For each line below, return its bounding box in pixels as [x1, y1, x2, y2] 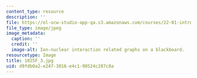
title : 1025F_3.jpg [6, 57, 54, 63]
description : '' [6, 14, 46, 20]
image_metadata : [6, 30, 46, 36]
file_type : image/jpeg [6, 25, 62, 31]
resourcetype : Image [6, 52, 57, 58]
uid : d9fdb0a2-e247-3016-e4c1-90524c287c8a [6, 63, 114, 69]
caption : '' [11, 36, 41, 42]
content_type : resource [6, 8, 64, 15]
